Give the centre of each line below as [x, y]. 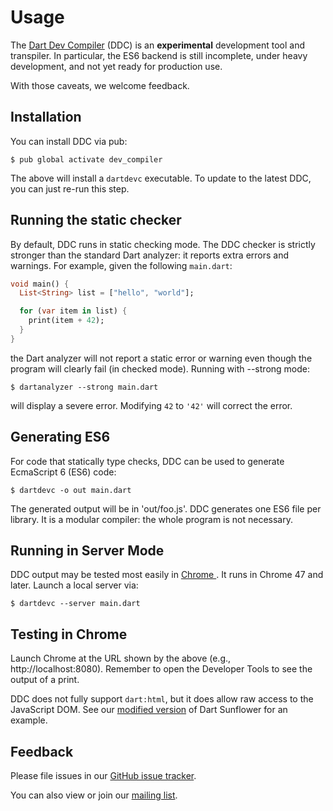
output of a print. [45, 680]
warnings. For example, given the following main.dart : [121, 265]
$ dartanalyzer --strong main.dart [84, 387]
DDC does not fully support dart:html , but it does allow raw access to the [162, 699]
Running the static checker [96, 220]
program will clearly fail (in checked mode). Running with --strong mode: [160, 368]
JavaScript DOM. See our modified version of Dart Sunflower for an [149, 710]
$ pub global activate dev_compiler [86, 159]
